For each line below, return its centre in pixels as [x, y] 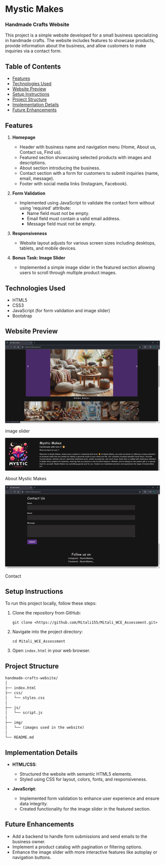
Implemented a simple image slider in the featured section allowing [87, 267]
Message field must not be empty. [61, 224]
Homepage [24, 137]
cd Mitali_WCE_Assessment [39, 641]
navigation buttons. [32, 857]
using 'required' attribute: [45, 208]
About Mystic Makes [26, 478]
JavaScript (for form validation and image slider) [61, 310]
